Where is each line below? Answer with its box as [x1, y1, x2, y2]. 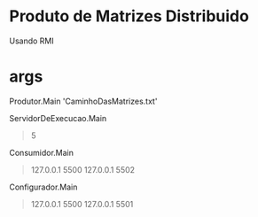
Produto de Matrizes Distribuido [9, 6, 250, 27]
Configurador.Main [9, 182, 78, 192]
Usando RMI [9, 35, 55, 46]
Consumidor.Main [9, 147, 74, 158]
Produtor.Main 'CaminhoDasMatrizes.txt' [9, 96, 158, 106]
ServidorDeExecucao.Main [9, 112, 107, 123]
